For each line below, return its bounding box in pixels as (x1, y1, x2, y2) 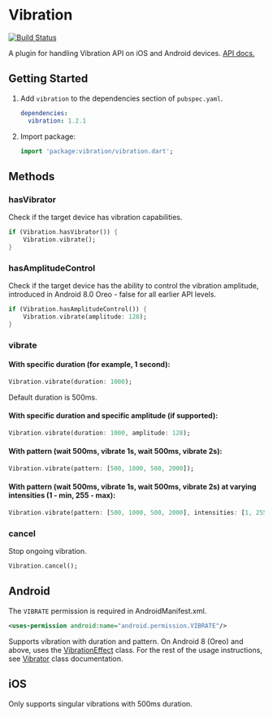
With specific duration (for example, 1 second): (8, 360, 171, 369)
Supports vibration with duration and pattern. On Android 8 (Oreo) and (8, 636, 244, 646)
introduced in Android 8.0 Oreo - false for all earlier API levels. (8, 289, 217, 299)
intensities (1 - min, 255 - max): (8, 490, 116, 500)
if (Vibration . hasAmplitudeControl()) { (8, 305, 148, 313)
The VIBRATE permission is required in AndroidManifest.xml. (8, 606, 207, 615)
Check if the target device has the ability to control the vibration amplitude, (8, 280, 259, 290)
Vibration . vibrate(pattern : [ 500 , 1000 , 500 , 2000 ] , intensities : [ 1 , (8, 508, 253, 516)
